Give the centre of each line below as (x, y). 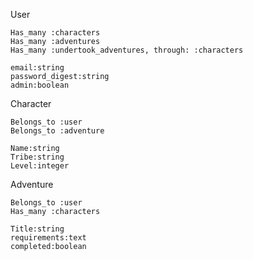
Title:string (37, 229)
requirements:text (48, 238)
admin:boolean (40, 85)
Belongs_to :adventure (57, 131)
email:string (37, 68)
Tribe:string (37, 157)
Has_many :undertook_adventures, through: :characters (127, 50)
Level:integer (40, 166)
